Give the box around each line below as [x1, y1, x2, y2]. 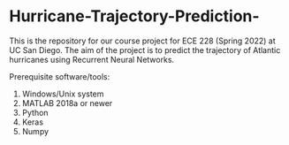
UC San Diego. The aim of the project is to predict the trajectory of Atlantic [9, 44, 281, 55]
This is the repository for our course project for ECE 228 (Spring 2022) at [9, 35, 276, 46]
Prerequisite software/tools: [9, 71, 110, 81]
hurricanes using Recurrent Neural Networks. [9, 54, 175, 65]
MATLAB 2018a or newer [21, 97, 113, 108]
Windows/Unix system [21, 88, 104, 99]
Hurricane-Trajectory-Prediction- [9, 6, 260, 27]
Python [21, 107, 49, 118]
